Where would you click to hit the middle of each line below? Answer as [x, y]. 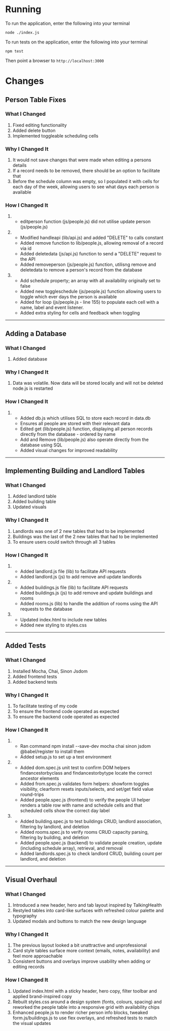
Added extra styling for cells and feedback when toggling [80, 313]
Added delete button [34, 130]
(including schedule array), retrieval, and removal [71, 848]
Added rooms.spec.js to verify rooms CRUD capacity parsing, [84, 832]
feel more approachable [37, 956]
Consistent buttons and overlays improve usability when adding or [81, 961]
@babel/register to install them [52, 751]
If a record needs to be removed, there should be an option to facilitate [86, 171]
